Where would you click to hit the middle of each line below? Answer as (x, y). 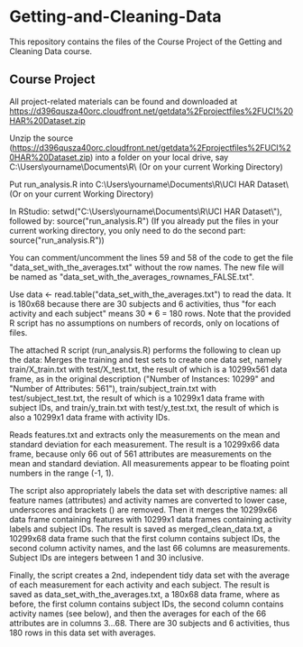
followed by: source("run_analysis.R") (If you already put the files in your (144, 221)
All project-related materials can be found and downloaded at (124, 101)
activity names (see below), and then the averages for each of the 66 (138, 613)
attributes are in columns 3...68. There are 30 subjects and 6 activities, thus (150, 623)
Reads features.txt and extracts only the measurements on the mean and (145, 434)
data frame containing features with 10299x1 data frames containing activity (151, 519)
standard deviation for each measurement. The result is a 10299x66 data (144, 444)
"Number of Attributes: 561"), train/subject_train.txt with (113, 388)
